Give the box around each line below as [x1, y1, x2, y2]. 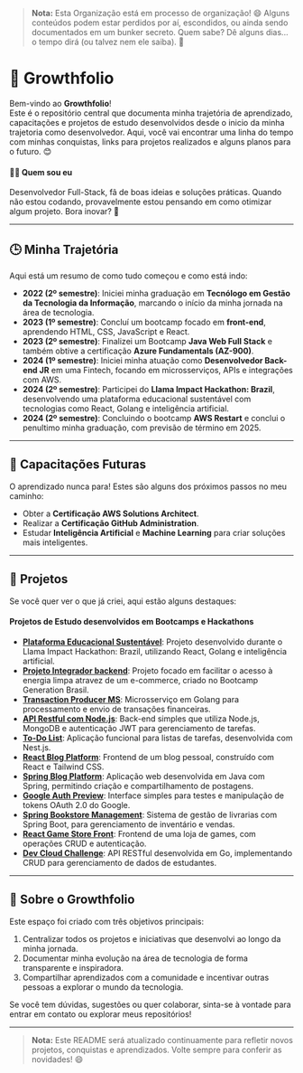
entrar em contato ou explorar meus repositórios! [9, 1008, 192, 1020]
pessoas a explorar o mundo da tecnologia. [22, 981, 184, 993]
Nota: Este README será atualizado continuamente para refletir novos [31, 1034, 293, 1045]
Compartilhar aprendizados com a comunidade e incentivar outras [22, 972, 270, 983]
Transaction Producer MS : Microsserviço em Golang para [22, 693, 240, 704]
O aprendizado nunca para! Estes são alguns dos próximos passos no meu [9, 481, 287, 492]
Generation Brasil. [22, 684, 90, 695]
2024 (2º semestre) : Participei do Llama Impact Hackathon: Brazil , [22, 383, 275, 394]
